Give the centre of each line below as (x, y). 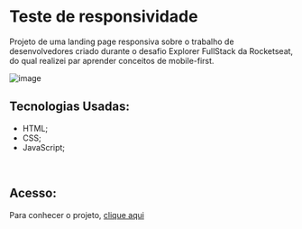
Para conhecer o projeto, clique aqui (77, 215)
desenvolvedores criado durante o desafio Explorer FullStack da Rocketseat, (151, 50)
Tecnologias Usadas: (70, 107)
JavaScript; (44, 147)
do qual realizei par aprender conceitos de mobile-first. (112, 60)
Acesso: (33, 193)
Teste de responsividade (104, 17)
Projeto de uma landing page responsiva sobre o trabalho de (122, 41)
